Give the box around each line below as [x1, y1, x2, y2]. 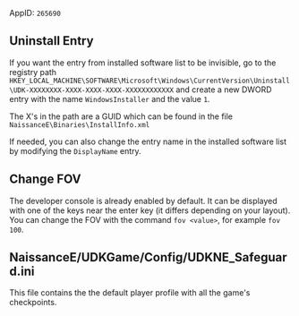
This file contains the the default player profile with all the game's [9, 287, 251, 298]
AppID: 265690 [9, 8, 61, 18]
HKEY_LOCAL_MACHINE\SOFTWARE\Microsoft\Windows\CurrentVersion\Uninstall [9, 76, 291, 85]
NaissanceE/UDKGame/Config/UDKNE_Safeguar [9, 250, 288, 265]
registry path [9, 66, 56, 77]
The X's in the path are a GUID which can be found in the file [9, 111, 233, 122]
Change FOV [9, 172, 81, 187]
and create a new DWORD [175, 84, 272, 95]
